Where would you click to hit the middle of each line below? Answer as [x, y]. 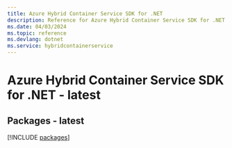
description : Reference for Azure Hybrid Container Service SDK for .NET [116, 20]
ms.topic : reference [37, 33]
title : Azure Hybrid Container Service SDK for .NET [85, 14]
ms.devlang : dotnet [35, 40]
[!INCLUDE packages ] [39, 137]
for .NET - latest [54, 95]
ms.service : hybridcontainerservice [60, 46]
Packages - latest [46, 121]
